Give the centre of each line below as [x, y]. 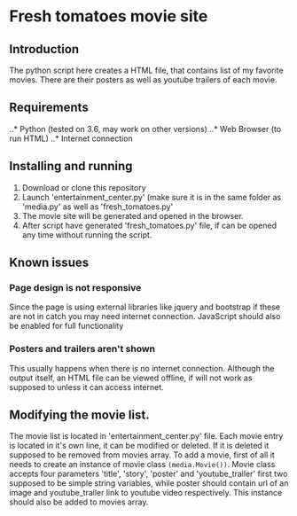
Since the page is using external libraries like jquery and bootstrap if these [145, 307]
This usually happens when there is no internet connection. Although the [142, 368]
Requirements [49, 108]
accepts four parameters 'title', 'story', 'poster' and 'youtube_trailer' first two [148, 474]
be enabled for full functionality [66, 326]
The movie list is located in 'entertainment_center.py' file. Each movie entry [146, 436]
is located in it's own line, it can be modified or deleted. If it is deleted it [139, 446]
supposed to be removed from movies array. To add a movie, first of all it [142, 455]
